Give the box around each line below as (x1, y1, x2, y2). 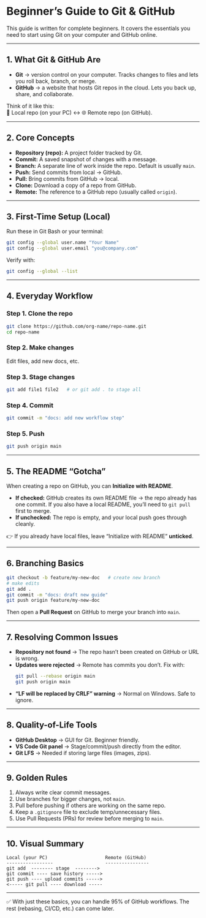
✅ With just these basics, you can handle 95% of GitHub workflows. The (6, 898, 190, 905)
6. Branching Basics (6, 558, 84, 569)
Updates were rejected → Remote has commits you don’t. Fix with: (15, 661, 185, 669)
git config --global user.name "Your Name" (6, 240, 120, 246)
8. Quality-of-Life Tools (6, 720, 97, 730)
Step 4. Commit (6, 401, 54, 409)
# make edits (6, 580, 40, 586)
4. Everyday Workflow (6, 291, 93, 302)
